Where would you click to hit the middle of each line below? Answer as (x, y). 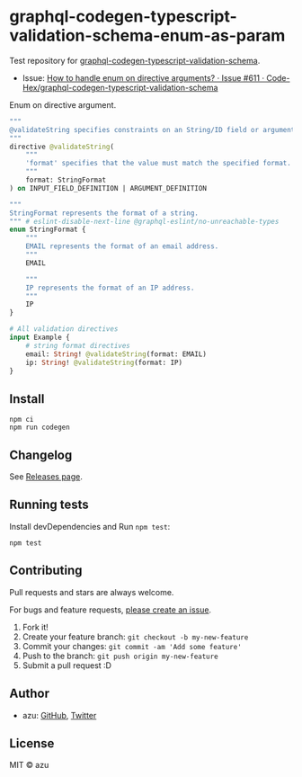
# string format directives (78, 345)
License (32, 743)
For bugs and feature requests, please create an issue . (111, 610)
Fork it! (36, 627)
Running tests (49, 505)
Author (29, 694)
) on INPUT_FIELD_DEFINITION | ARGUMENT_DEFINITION (108, 188)
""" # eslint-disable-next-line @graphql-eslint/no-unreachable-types (144, 221)
